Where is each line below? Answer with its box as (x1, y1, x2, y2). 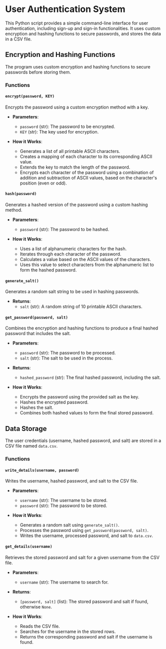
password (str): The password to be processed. (19, 350, 116, 356)
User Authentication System (5, 3, 126, 15)
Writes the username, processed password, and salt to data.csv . (19, 532, 153, 538)
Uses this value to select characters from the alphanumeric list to (19, 261, 154, 268)
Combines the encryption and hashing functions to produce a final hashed (5, 325, 158, 331)
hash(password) (5, 191, 37, 196)
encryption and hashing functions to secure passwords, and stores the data (5, 30, 161, 36)
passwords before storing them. (5, 69, 71, 75)
